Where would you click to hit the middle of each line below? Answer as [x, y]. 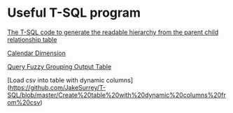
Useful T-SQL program [74, 13]
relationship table [32, 39]
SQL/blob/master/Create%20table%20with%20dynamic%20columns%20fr [116, 95]
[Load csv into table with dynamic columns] [70, 80]
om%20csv [24, 102]
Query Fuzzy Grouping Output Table [59, 66]
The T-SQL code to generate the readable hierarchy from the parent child [113, 32]
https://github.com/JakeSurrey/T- [58, 87]
